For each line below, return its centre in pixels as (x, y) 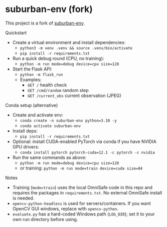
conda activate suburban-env (50, 126)
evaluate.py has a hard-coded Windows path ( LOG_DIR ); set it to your (83, 214)
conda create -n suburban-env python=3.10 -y (68, 120)
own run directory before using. (45, 219)
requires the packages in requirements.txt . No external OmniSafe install (87, 192)
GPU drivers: (26, 146)
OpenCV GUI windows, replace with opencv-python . (65, 208)
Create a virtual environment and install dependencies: (69, 42)
